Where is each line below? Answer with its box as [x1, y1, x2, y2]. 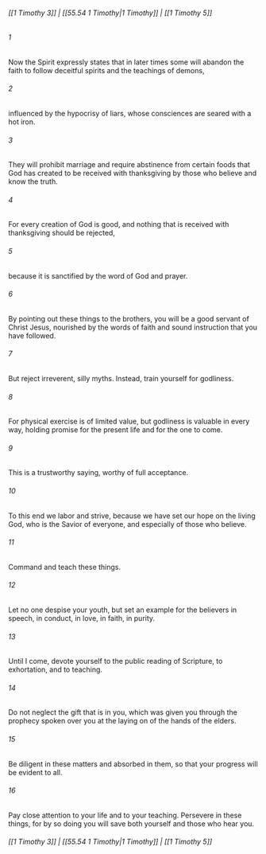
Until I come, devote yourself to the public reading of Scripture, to [8, 657, 223, 666]
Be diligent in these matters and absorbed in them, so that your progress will [8, 758, 258, 769]
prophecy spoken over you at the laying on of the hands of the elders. [8, 716, 237, 726]
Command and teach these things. [8, 562, 121, 571]
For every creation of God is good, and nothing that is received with [8, 220, 229, 229]
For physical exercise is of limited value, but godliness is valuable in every [8, 416, 250, 427]
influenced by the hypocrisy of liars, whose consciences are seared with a [8, 109, 252, 119]
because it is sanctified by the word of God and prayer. [8, 271, 188, 280]
